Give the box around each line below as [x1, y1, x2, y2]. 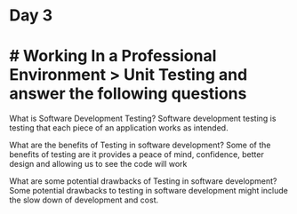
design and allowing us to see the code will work [9, 159, 188, 170]
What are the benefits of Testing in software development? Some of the [9, 139, 271, 151]
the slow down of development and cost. [9, 194, 158, 205]
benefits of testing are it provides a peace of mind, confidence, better [9, 149, 264, 160]
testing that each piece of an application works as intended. [9, 123, 229, 133]
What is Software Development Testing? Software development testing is [9, 113, 277, 124]
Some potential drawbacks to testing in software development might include [9, 186, 289, 196]
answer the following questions [9, 83, 247, 104]
